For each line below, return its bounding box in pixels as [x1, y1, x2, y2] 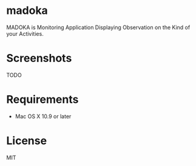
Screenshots [6, 51, 72, 65]
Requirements [6, 93, 79, 107]
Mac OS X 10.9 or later [15, 113, 72, 120]
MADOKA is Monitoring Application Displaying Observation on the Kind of [6, 24, 191, 31]
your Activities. [6, 30, 44, 37]
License [6, 134, 47, 147]
